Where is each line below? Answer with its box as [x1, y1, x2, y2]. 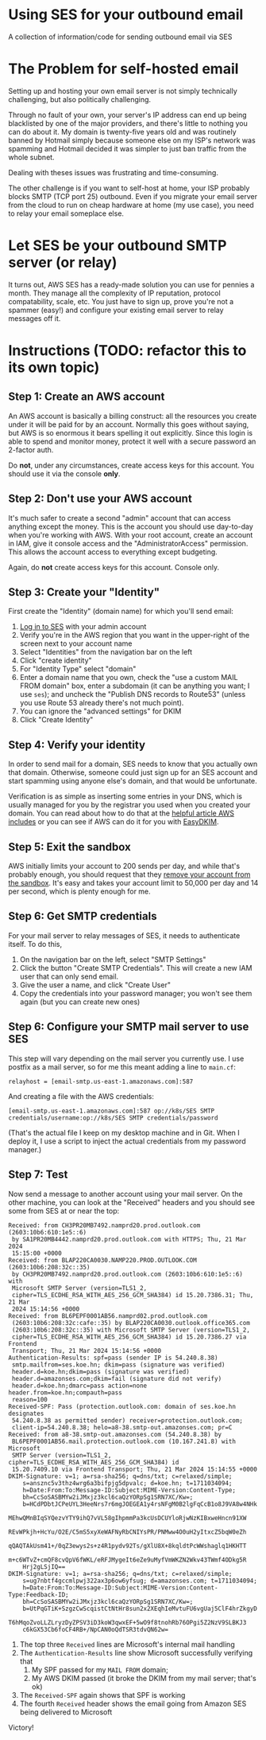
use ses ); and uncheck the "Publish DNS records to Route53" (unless [19, 690, 246, 699]
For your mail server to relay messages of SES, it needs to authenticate [8, 930, 241, 940]
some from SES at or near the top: [8, 1206, 120, 1215]
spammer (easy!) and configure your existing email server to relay [8, 305, 224, 315]
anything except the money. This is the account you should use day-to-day [8, 522, 254, 531]
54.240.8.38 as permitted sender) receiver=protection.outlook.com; [11, 1416, 244, 1425]
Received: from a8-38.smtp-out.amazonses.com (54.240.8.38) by [8, 1430, 222, 1438]
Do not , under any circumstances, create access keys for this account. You [8, 460, 255, 470]
